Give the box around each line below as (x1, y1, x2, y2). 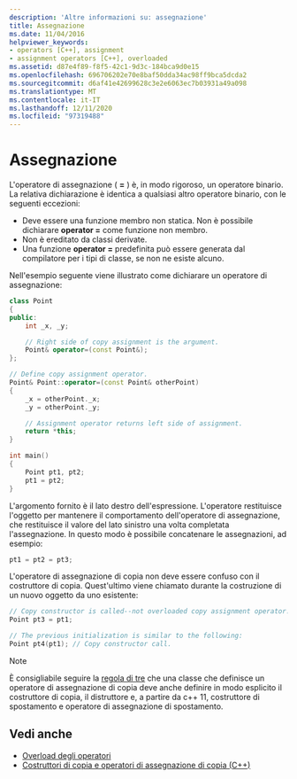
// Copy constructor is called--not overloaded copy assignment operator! (9, 607, 291, 616)
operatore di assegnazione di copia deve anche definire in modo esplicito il (9, 682, 283, 692)
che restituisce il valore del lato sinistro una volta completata (9, 519, 230, 530)
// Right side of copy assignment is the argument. (25, 338, 219, 347)
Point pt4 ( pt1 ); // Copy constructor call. (9, 640, 172, 649)
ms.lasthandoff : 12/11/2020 (9, 104, 113, 113)
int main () (9, 451, 49, 461)
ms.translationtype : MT (9, 87, 97, 96)
